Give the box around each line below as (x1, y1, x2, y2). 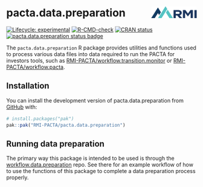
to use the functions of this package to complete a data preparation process (6, 168, 196, 175)
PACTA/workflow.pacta (6, 63, 64, 71)
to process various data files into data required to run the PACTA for (6, 50, 175, 57)
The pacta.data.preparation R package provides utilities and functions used (6, 44, 196, 51)
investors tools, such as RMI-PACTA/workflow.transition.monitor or (6, 57, 172, 64)
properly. (6, 174, 29, 181)
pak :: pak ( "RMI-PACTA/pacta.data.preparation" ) (6, 122, 126, 128)
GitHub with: (6, 103, 37, 110)
